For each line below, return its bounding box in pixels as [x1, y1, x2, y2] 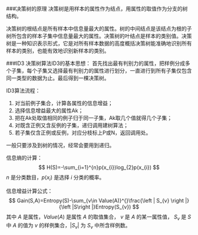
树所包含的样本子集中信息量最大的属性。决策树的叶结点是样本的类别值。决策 [6, 32, 192, 40]
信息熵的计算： [6, 154, 42, 161]
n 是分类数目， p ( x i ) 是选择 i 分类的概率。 [6, 174, 105, 182]
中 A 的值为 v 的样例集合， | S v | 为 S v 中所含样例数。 [6, 221, 131, 230]
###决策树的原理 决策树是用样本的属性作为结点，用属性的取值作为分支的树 [6, 5, 188, 12]
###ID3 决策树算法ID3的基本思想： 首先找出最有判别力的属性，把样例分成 [6, 60, 186, 67]
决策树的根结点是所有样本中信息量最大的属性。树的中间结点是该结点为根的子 [6, 25, 192, 32]
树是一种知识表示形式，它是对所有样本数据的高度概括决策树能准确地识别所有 [6, 40, 192, 47]
